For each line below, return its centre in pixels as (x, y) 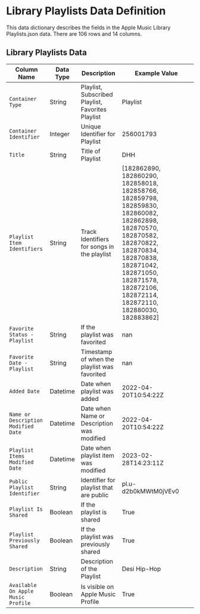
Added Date (24, 391)
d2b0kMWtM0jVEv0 (151, 491)
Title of (90, 151)
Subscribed (97, 94)
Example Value (157, 73)
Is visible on (97, 587)
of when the (97, 359)
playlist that (97, 488)
